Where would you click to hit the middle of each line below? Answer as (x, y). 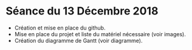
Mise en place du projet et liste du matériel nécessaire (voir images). (100, 34)
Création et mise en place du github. (60, 28)
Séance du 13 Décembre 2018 (82, 11)
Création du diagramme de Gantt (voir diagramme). (79, 40)
